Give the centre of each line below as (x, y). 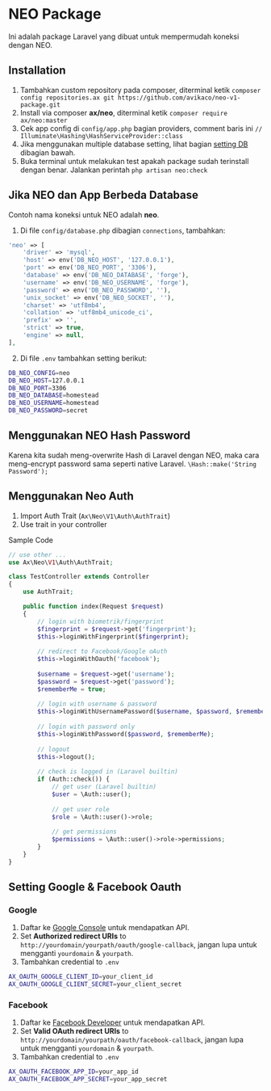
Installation (37, 71)
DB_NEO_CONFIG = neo (39, 373)
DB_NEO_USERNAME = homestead (54, 403)
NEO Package (55, 14)
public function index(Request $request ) (93, 607)
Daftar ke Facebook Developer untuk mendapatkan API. (113, 1022)
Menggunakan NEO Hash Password (100, 436)
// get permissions (84, 832)
